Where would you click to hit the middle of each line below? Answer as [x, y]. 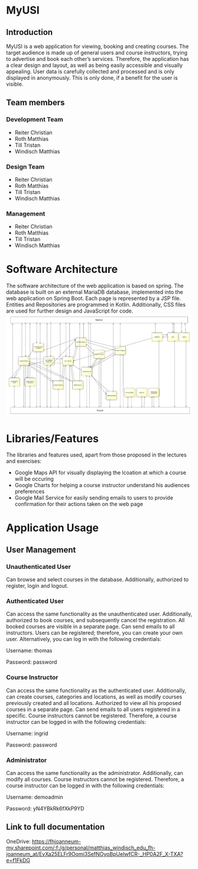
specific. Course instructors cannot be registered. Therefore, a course [92, 715]
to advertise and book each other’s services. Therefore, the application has [98, 59]
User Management [41, 550]
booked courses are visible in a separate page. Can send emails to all [91, 627]
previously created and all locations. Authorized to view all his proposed [94, 703]
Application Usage [53, 528]
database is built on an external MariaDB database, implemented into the [95, 292]
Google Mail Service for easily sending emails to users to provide [94, 498]
